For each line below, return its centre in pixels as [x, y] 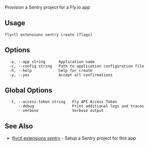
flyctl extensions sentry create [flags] [49, 35]
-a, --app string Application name [52, 62]
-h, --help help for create [51, 70]
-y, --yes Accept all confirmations [61, 75]
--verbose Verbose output [61, 111]
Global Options [29, 90]
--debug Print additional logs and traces [81, 106]
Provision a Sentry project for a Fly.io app [47, 7]
